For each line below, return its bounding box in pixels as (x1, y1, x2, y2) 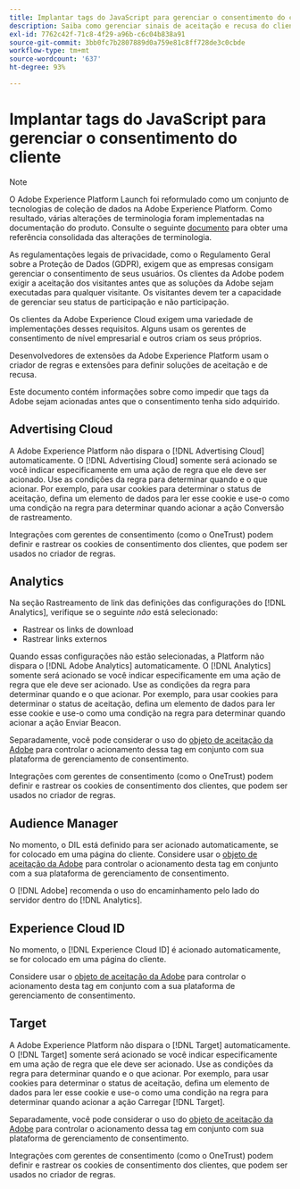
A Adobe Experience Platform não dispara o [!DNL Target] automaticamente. (9, 1039, 291, 1050)
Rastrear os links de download (21, 624, 134, 635)
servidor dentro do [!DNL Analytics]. (9, 894, 143, 906)
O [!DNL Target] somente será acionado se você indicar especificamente (9, 1049, 278, 1060)
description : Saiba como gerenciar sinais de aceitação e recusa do (9, 21, 270, 30)
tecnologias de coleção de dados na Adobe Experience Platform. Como (9, 203, 272, 214)
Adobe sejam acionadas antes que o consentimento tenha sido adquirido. (9, 395, 280, 406)
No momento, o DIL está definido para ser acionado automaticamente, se (9, 840, 279, 851)
